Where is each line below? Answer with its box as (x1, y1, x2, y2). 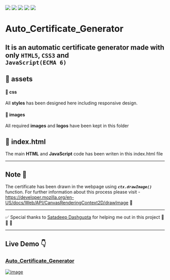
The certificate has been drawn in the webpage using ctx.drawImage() (5, 184, 152, 189)
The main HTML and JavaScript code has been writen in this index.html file (5, 151, 163, 157)
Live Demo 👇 (5, 240, 47, 248)
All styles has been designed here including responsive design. (5, 100, 138, 106)
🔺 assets (5, 75, 33, 83)
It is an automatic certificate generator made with (5, 43, 164, 51)
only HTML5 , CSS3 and (5, 51, 69, 60)
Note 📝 (5, 170, 27, 179)
